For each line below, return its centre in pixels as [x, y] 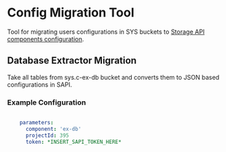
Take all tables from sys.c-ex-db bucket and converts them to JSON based [113, 77]
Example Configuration [47, 102]
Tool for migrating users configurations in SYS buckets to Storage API [106, 32]
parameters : [37, 123]
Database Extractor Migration [72, 61]
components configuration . [46, 39]
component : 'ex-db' [53, 129]
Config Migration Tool [71, 13]
